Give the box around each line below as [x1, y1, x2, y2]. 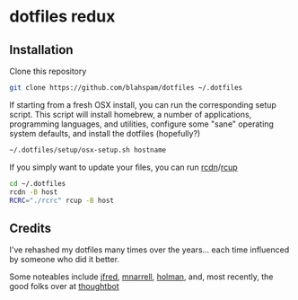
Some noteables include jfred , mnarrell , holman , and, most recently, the [9, 271, 274, 282]
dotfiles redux [9, 6, 116, 27]
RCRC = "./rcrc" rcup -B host [9, 196, 115, 205]
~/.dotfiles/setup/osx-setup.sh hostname [9, 146, 167, 154]
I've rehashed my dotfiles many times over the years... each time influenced [9, 244, 290, 255]
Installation [9, 42, 74, 57]
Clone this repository [9, 66, 87, 76]
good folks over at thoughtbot [9, 281, 119, 292]
